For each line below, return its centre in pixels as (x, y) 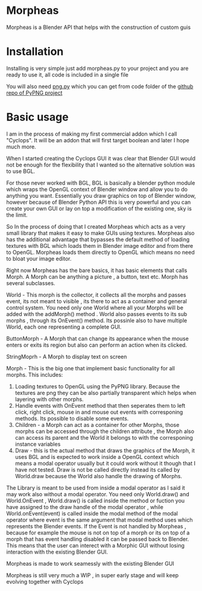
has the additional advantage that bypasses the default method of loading (98, 239)
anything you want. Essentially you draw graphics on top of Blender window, (101, 195)
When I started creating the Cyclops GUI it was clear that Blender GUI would (101, 158)
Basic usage (37, 117)
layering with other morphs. (49, 399)
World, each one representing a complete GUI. (64, 327)
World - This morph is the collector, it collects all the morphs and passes (96, 295)
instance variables (38, 444)
